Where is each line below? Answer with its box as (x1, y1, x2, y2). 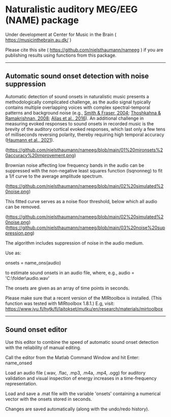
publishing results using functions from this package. (5, 52, 117, 58)
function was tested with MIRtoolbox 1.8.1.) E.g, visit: (5, 300, 115, 306)
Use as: (5, 250, 21, 256)
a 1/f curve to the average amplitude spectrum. (5, 173, 103, 179)
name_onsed (5, 360, 32, 366)
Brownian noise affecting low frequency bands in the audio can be (5, 162, 145, 168)
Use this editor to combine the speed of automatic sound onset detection (5, 339, 159, 345)
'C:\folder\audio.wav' (5, 275, 50, 281)
